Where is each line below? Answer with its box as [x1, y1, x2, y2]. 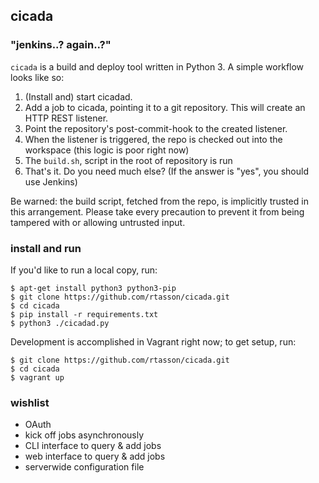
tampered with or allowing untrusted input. [10, 216, 186, 228]
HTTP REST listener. [24, 112, 109, 124]
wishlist [10, 395, 50, 409]
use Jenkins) [24, 175, 78, 188]
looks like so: [10, 71, 65, 83]
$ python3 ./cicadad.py [10, 318, 110, 328]
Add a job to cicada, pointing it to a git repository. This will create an [24, 101, 306, 113]
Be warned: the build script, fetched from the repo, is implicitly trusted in [10, 195, 309, 207]
